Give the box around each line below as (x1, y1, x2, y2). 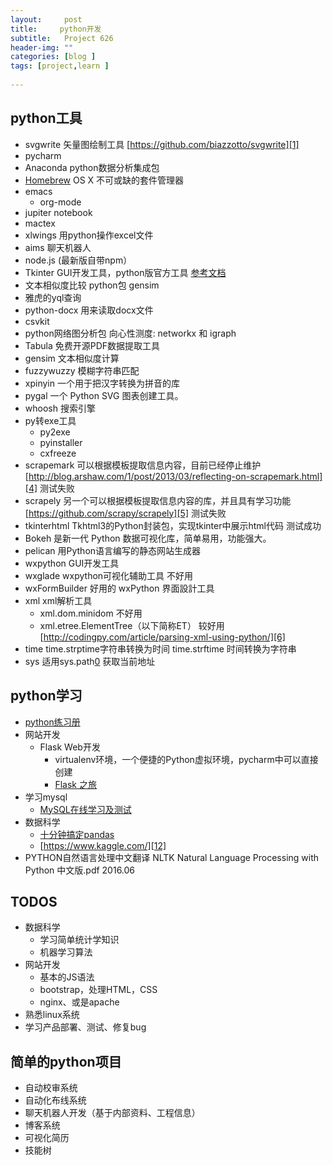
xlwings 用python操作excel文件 (24, 229, 154, 241)
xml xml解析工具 (24, 594, 93, 606)
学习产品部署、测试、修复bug (24, 1021, 147, 1033)
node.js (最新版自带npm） (24, 254, 133, 266)
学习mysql (24, 791, 68, 803)
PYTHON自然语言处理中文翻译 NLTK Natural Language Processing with (24, 851, 320, 863)
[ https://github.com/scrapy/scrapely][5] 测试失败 (24, 507, 227, 519)
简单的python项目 (10, 1053, 122, 1070)
